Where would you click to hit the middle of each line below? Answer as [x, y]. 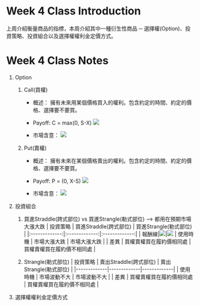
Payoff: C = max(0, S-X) [62, 123]
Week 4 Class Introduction [74, 11]
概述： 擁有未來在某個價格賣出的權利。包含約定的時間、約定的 [110, 161]
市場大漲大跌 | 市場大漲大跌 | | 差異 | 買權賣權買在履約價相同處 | [112, 241]
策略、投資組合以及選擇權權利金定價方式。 [64, 36]
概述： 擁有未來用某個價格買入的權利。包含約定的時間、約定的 [110, 102]
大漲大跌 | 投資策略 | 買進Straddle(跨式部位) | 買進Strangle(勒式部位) [108, 226]
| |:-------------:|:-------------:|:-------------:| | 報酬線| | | [100, 234]
